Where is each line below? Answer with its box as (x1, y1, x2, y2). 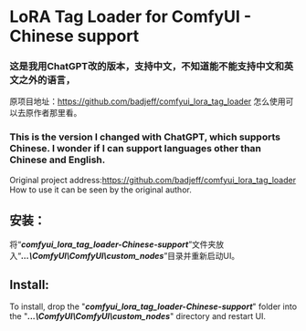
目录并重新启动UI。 (167, 250, 240, 261)
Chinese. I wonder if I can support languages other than (9, 142, 262, 155)
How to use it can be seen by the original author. (9, 184, 192, 195)
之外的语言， (18, 74, 76, 87)
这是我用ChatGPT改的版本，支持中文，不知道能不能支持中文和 (9, 60, 285, 73)
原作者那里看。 (25, 108, 82, 119)
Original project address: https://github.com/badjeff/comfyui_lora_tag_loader (9, 174, 297, 185)
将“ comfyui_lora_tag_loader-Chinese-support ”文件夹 (9, 239, 216, 250)
